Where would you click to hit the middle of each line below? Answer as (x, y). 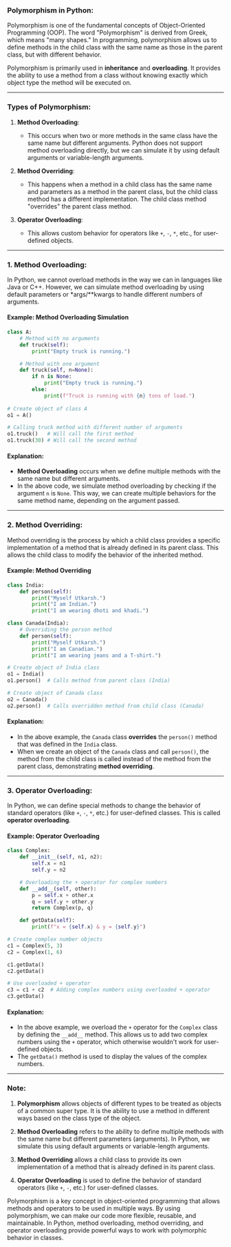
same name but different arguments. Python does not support (115, 143)
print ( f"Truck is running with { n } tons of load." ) (119, 395)
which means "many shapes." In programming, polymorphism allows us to (112, 40)
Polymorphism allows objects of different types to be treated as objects (119, 1103)
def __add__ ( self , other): (58, 889)
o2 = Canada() (27, 699)
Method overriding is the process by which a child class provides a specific (114, 540)
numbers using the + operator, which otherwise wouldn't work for (110, 1042)
